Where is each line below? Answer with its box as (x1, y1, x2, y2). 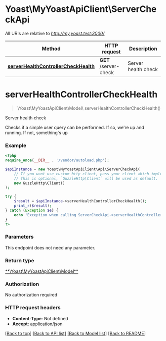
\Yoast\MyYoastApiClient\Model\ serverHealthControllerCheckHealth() (17, 105, 161, 111)
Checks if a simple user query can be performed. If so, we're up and (5, 124, 144, 130)
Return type (5, 257, 35, 264)
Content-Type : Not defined (12, 315, 68, 321)
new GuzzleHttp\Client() (14, 181, 65, 186)
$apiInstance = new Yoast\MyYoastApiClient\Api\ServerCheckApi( (5, 167, 140, 172)
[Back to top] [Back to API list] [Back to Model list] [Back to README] (5, 330, 146, 336)
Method (41, 45, 61, 52)
